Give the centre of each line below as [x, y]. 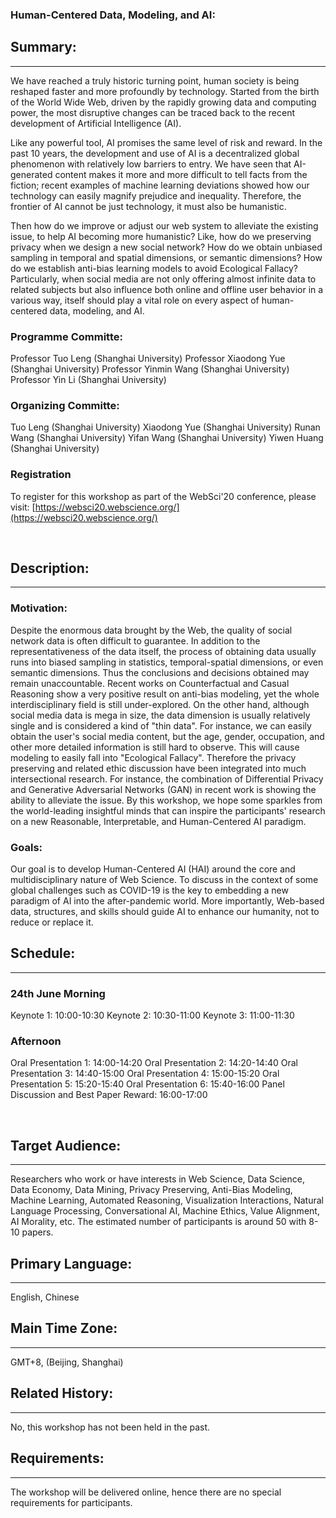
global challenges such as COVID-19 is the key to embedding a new [149, 890]
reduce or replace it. [52, 922]
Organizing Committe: [65, 405]
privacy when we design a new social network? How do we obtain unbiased [166, 247]
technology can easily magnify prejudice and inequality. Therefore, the [156, 195]
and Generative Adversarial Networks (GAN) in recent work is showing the [163, 789]
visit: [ [23, 507]
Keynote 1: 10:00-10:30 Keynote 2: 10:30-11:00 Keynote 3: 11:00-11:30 [152, 1015]
